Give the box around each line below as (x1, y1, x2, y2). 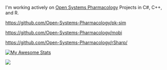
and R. (5, 10, 19, 16)
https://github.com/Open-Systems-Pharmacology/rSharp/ (5, 39, 128, 45)
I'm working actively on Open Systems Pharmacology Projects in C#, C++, (5, 5, 162, 10)
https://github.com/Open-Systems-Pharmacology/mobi (5, 30, 122, 35)
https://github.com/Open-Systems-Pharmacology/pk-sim (5, 20, 127, 26)
